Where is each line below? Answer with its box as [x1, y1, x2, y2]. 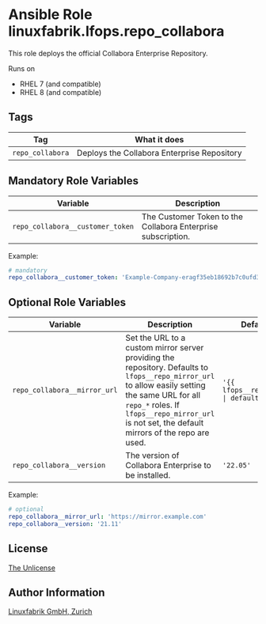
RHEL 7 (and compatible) [19, 79, 101, 89]
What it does [134, 134, 184, 145]
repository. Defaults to [125, 362, 208, 373]
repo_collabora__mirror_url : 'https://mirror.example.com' [8, 512, 207, 520]
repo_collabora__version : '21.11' [8, 520, 123, 528]
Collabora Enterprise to [125, 460, 211, 471]
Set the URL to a [125, 332, 186, 343]
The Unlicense [8, 563, 55, 573]
